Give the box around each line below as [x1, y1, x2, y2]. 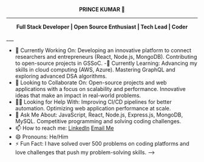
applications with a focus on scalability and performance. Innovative [15, 86, 186, 92]
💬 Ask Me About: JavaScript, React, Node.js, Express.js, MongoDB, [15, 111, 183, 118]
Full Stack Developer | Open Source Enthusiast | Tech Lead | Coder [16, 23, 188, 30]
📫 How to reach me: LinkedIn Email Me [15, 124, 114, 132]
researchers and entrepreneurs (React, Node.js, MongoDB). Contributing [15, 53, 197, 60]
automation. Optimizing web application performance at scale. [15, 105, 171, 112]
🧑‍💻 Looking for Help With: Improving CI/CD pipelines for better [15, 98, 172, 106]
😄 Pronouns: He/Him [15, 133, 69, 140]
